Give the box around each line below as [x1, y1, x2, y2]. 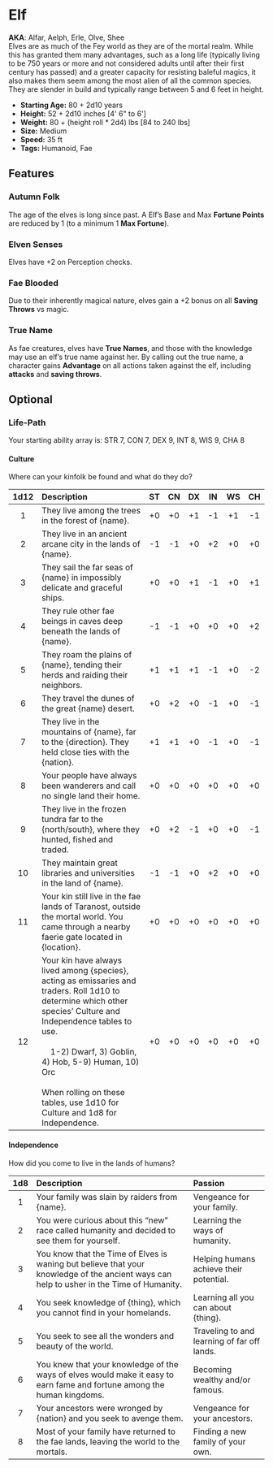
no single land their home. [41, 790, 141, 802]
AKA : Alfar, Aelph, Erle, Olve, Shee [8, 32, 125, 42]
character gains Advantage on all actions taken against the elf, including [8, 360, 252, 370]
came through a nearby [41, 921, 132, 933]
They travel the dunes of [41, 693, 136, 704]
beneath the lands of [41, 626, 120, 637]
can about [193, 1301, 232, 1313]
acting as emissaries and [41, 975, 136, 986]
